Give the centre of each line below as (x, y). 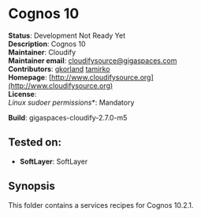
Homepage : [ (30, 77)
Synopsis (32, 186)
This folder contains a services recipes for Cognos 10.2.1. (101, 205)
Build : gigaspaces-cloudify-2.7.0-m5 (68, 117)
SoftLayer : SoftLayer (54, 161)
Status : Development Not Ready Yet (67, 35)
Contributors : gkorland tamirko (59, 68)
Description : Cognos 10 (47, 43)
